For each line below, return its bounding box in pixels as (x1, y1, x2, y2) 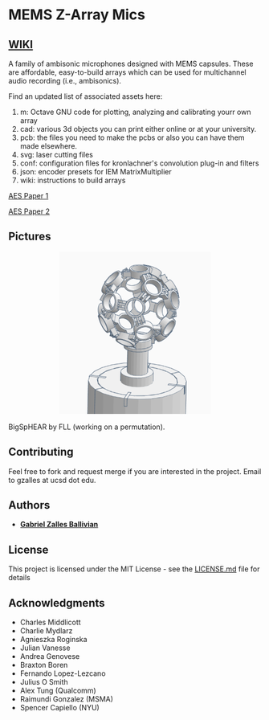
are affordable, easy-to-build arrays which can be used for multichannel (8, 67, 247, 77)
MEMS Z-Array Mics (8, 6, 146, 24)
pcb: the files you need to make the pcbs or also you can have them (19, 133, 245, 142)
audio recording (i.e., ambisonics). (8, 76, 122, 85)
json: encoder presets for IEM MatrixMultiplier (19, 167, 173, 176)
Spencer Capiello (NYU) (19, 702, 100, 712)
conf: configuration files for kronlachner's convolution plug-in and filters (19, 158, 259, 168)
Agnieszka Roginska (19, 634, 88, 644)
